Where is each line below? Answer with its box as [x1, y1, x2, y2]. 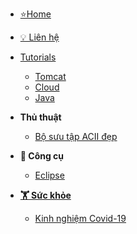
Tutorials [19, 51, 57, 63]
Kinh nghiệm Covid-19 [34, 213, 127, 224]
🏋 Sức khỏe [19, 189, 72, 201]
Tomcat [34, 71, 67, 82]
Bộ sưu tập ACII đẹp [34, 131, 118, 142]
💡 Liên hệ [19, 31, 60, 43]
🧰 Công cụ [19, 150, 65, 162]
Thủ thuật [19, 111, 62, 123]
